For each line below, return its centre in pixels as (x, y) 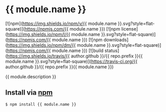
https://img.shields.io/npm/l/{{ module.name (54, 34)
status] (112, 50)
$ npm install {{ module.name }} (41, 104)
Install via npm (29, 93)
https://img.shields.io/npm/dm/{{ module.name (56, 45)
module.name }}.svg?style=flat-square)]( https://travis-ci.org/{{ (72, 61)
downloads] (116, 40)
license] (130, 29)
